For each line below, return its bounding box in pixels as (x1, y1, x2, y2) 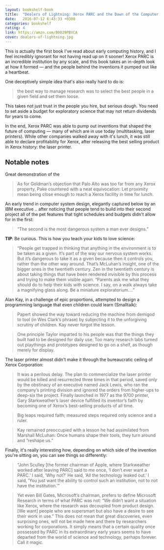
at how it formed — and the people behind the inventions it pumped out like (5, 64, 157, 69)
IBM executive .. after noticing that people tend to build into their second (5, 206, 151, 212)
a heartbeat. (5, 69, 30, 75)
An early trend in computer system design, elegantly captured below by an (5, 200, 156, 207)
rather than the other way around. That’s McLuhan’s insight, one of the (17, 260, 159, 266)
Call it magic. (17, 539, 44, 545)
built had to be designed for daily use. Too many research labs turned (17, 336, 158, 342)
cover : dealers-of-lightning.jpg (5, 35, 73, 40)
